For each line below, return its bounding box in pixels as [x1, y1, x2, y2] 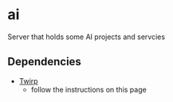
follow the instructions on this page [30, 84, 147, 94]
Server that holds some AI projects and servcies [7, 32, 165, 41]
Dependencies [7, 55, 81, 69]
